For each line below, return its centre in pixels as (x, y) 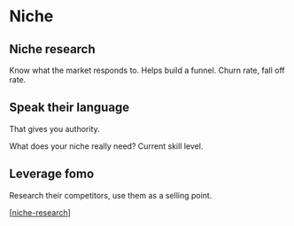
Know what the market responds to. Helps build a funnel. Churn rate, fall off (147, 70)
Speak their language (70, 108)
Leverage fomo (52, 174)
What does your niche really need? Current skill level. (106, 146)
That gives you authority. (54, 129)
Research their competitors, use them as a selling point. (111, 195)
